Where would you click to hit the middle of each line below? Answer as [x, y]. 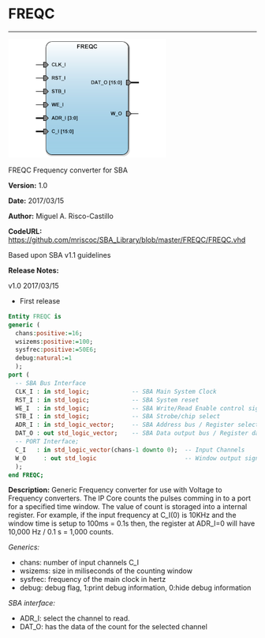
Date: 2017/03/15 [36, 200]
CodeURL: [25, 231]
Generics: [24, 547]
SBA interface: [32, 603]
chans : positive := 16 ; [49, 333]
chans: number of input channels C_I [79, 563]
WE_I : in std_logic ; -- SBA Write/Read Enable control [130, 408]
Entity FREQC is [35, 316]
